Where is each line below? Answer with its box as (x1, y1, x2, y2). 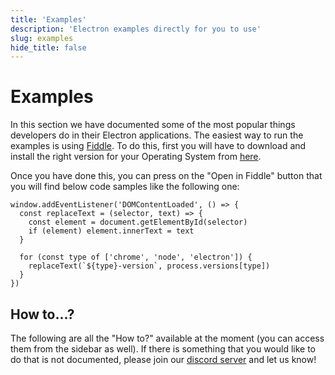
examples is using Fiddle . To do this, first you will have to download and (10, 140, 307, 152)
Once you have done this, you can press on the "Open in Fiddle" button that (10, 170, 323, 182)
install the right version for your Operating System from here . (10, 151, 262, 163)
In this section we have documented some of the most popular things (10, 119, 296, 131)
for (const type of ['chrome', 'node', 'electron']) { (19, 252, 253, 263)
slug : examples (10, 33, 74, 43)
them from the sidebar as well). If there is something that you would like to (10, 343, 317, 355)
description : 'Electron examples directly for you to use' (10, 24, 262, 34)
